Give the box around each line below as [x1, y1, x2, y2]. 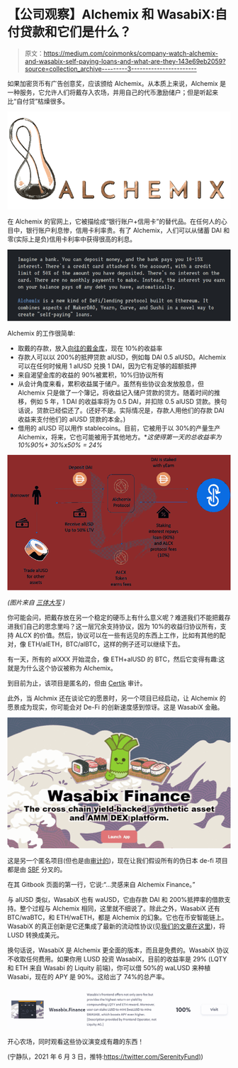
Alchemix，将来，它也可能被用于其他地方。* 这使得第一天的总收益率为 [17, 433, 222, 441]
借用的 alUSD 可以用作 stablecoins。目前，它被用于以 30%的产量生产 [17, 424, 221, 433]
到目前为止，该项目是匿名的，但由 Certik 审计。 [7, 678, 147, 687]
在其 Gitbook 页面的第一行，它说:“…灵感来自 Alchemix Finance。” [7, 880, 195, 888]
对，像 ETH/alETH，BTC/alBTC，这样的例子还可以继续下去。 [7, 639, 184, 648]
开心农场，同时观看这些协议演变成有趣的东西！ [7, 1037, 144, 1045]
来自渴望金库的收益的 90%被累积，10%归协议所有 [17, 370, 164, 380]
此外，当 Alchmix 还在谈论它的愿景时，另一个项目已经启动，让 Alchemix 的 [7, 693, 227, 703]
